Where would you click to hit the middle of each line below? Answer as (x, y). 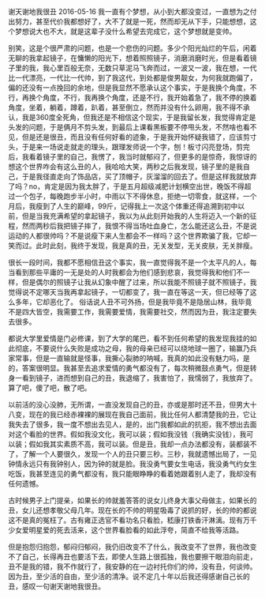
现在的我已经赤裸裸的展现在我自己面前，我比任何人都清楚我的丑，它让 (143, 414)
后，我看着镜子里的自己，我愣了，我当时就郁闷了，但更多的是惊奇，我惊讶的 (132, 157)
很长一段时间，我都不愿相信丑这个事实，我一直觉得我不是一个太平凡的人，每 (132, 262)
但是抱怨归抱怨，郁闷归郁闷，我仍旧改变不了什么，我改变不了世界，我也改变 (132, 547)
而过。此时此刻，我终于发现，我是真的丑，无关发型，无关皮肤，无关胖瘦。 (136, 246)
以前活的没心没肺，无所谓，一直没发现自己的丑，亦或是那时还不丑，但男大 (129, 404)
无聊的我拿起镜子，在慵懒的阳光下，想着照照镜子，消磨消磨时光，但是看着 (129, 58)
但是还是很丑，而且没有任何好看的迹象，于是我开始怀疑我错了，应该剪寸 (139, 137)
